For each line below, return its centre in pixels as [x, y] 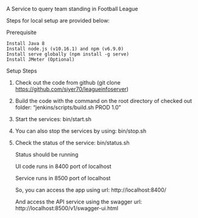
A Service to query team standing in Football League [72, 9]
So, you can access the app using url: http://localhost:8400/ [90, 190]
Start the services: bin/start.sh [53, 119]
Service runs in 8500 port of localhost [63, 178]
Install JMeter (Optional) [41, 60]
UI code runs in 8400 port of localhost [63, 166]
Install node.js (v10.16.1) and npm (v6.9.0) [65, 49]
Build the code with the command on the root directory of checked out [104, 101]
